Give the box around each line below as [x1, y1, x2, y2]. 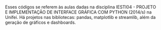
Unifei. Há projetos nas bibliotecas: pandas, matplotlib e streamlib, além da [5, 15, 156, 20]
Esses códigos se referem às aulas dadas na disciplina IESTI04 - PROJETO [5, 4, 157, 10]
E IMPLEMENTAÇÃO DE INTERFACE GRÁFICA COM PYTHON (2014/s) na [5, 9, 152, 15]
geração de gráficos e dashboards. [5, 19, 76, 25]
